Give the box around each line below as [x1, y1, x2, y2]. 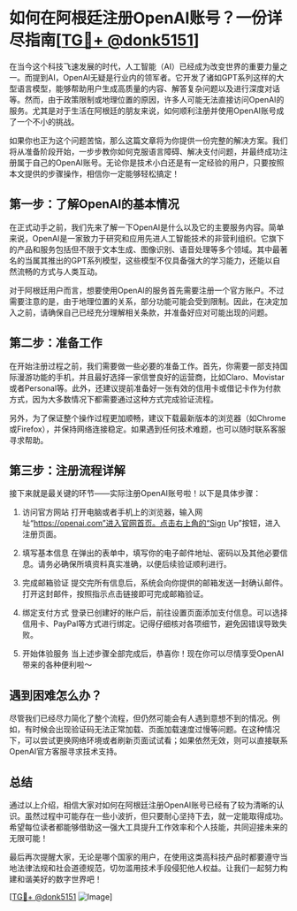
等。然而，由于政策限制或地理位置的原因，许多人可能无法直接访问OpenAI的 [9, 94, 285, 104]
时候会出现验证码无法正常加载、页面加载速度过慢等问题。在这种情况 [32, 724, 280, 735]
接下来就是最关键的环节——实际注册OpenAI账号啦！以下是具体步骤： [9, 488, 262, 499]
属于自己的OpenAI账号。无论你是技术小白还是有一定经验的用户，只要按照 [16, 157, 285, 168]
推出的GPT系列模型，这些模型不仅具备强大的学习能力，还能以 [47, 255, 273, 265]
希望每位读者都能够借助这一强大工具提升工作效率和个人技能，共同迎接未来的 [9, 822, 288, 832]
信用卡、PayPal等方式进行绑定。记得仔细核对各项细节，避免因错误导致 [21, 618, 280, 629]
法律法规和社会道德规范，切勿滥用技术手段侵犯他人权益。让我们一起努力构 [16, 863, 288, 873]
